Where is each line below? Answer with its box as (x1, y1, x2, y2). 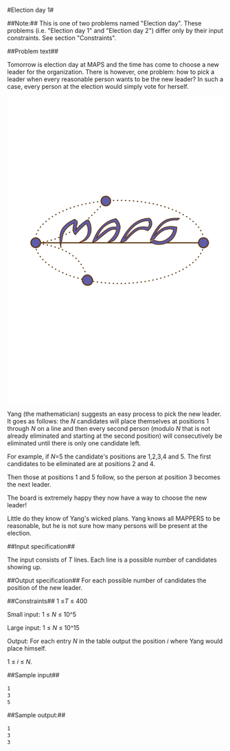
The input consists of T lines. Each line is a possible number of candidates (7, 556, 218, 564)
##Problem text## (7, 47, 58, 55)
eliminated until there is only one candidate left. (7, 438, 141, 447)
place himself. (7, 644, 47, 653)
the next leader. (7, 480, 51, 488)
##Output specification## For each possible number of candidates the (7, 576, 207, 584)
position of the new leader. (7, 583, 83, 591)
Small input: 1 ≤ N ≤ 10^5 (7, 610, 77, 618)
